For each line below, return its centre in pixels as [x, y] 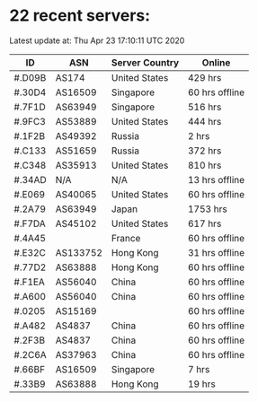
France [126, 238]
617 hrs [205, 223]
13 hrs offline [216, 179]
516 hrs [205, 107]
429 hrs [205, 77]
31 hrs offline [216, 252]
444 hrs [205, 121]
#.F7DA [30, 223]
